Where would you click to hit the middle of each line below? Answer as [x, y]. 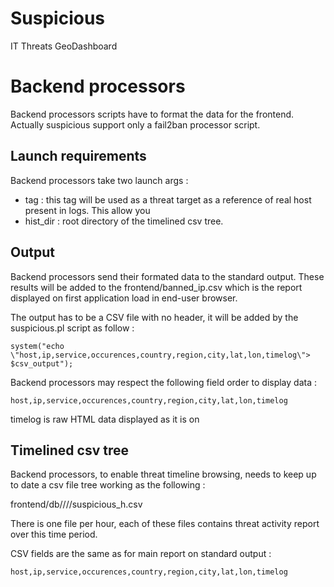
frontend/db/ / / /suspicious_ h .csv [76, 504]
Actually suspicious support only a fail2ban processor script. [135, 124]
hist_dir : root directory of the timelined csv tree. [124, 221]
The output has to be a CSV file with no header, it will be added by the [154, 317]
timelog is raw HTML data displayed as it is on [105, 419]
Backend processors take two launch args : [99, 180]
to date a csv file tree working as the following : [108, 485]
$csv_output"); [42, 363]
